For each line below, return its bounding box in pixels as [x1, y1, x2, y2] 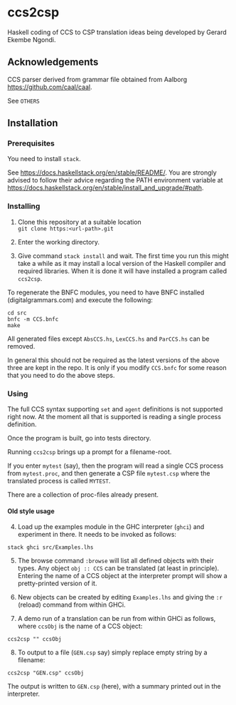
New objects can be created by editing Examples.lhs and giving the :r [17, 593, 222, 602]
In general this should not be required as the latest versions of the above [7, 356, 220, 364]
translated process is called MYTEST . [7, 477, 111, 485]
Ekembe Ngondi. [7, 35, 56, 43]
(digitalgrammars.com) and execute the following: [7, 295, 153, 304]
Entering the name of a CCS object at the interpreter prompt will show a [17, 572, 227, 580]
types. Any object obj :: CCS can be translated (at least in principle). [17, 564, 220, 572]
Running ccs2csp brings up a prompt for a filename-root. [7, 448, 172, 456]
